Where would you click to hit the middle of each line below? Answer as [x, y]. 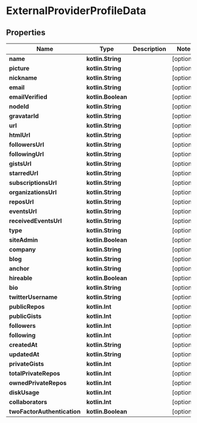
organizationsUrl [33, 192]
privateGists [26, 364]
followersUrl [27, 145]
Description [150, 49]
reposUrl [21, 202]
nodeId [19, 106]
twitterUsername [33, 297]
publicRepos [27, 307]
